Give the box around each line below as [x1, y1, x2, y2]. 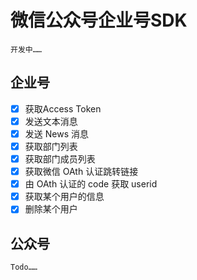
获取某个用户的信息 [24, 191, 105, 203]
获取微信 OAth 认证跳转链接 [24, 166, 139, 178]
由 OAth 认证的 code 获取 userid [24, 178, 158, 190]
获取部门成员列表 [24, 153, 96, 165]
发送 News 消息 [24, 127, 89, 140]
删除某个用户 [24, 203, 78, 215]
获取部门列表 [24, 140, 78, 152]
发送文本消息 [24, 115, 78, 127]
